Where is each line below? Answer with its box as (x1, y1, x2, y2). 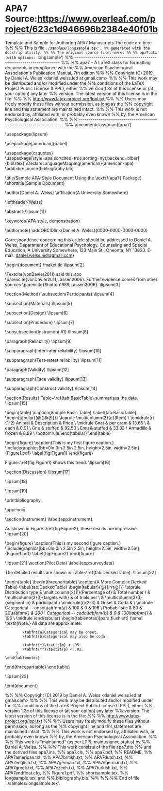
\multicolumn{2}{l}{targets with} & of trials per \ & (5, 594, 104, 600)
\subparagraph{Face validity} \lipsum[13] (5, 376, 87, 382)
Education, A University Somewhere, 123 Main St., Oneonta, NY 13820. (5, 247, 147, 253)
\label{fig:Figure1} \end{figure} (32, 450, 94, 456)
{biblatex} (5, 160, 25, 166)
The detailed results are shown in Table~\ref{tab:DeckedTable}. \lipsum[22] (5, 569, 156, 575)
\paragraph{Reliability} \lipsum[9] (5, 338, 72, 344)
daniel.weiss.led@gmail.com (15, 252, 73, 258)
